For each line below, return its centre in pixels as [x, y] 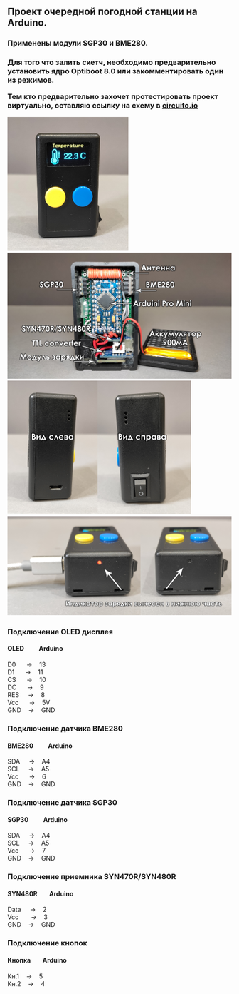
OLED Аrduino [35, 649]
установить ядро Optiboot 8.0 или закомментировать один [116, 71]
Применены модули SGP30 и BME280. [78, 44]
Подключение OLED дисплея [60, 632]
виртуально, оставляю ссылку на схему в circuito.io [103, 105]
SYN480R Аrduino [41, 893]
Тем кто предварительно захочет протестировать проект [113, 96]
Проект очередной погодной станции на [102, 12]
